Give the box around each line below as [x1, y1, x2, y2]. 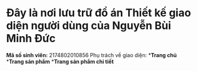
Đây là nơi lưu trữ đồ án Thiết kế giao [6, 6, 192, 20]
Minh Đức [6, 32, 56, 45]
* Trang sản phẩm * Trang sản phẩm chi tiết [6, 58, 114, 65]
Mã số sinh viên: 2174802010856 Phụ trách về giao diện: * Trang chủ [6, 51, 177, 58]
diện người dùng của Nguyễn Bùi [6, 19, 172, 32]
